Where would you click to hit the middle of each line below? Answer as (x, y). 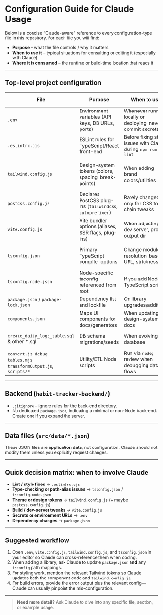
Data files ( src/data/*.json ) (47, 436)
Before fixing (138, 137)
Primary (88, 249)
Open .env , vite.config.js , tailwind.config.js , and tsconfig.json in (82, 552)
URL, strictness (141, 261)
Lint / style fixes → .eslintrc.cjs (46, 484)
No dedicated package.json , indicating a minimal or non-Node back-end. (85, 410)
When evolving (141, 336)
